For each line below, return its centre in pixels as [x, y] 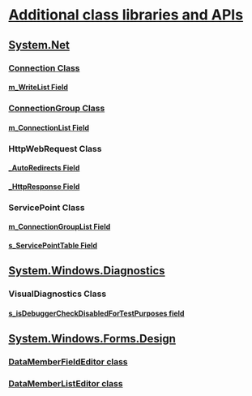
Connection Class [44, 68]
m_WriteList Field [38, 88]
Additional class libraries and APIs [126, 15]
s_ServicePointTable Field [53, 245]
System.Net [39, 45]
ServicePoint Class [47, 207]
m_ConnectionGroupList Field [60, 227]
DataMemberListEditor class [66, 383]
